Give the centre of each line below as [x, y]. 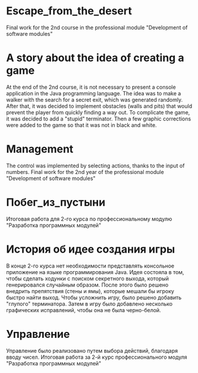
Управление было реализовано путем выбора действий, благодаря [92, 350]
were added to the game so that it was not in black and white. [81, 125]
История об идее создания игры [91, 249]
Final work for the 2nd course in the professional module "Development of [97, 27]
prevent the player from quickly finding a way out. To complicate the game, [98, 112]
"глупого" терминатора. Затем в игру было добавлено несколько [89, 304]
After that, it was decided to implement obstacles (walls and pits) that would [99, 106]
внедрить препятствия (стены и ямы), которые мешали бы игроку [90, 291]
